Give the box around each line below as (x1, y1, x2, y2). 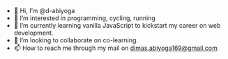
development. (13, 28, 54, 37)
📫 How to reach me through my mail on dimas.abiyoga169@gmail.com (13, 44, 218, 52)
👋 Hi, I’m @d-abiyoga (13, 7, 75, 15)
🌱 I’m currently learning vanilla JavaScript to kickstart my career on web (13, 22, 221, 29)
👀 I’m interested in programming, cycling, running (13, 14, 155, 22)
